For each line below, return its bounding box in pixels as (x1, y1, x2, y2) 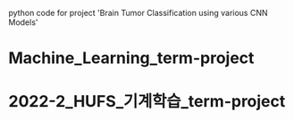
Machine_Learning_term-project (8, 48, 255, 68)
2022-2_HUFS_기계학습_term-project (8, 92, 286, 112)
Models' (8, 17, 38, 28)
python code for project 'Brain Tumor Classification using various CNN (8, 8, 269, 18)
